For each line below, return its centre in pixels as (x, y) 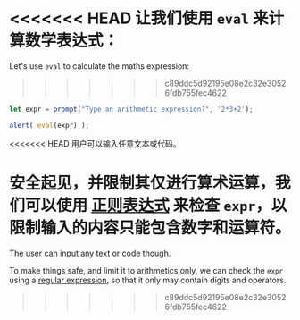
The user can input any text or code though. (90, 253)
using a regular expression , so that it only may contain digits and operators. (148, 280)
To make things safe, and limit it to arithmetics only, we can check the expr (146, 270)
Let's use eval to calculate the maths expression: (100, 66)
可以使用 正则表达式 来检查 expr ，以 (156, 205)
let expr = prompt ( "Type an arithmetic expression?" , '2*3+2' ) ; (131, 109)
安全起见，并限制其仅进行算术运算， (142, 183)
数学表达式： (72, 41)
